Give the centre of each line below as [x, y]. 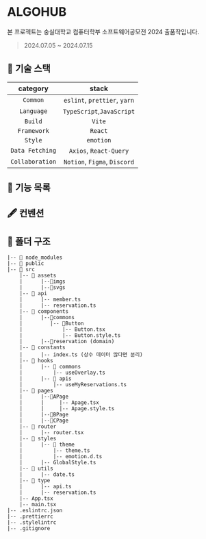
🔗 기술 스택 [29, 69]
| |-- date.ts [47, 475]
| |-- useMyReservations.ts [73, 385]
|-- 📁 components [44, 312]
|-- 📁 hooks [36, 361]
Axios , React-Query [99, 150]
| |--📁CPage [44, 421]
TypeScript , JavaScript [99, 111]
